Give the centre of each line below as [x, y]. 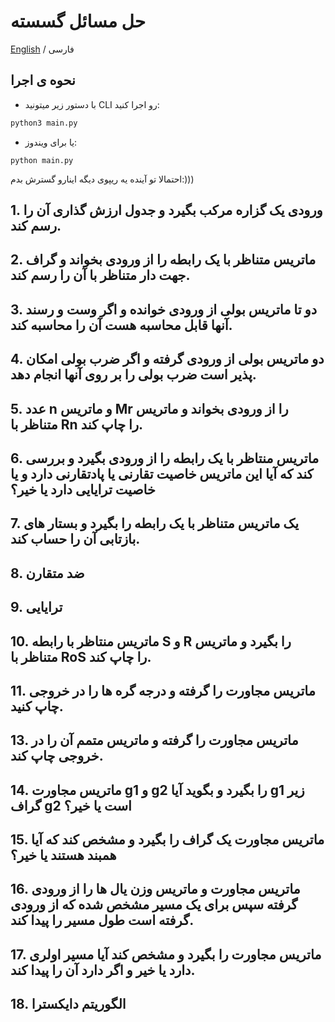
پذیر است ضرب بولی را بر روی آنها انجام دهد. [133, 375]
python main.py [42, 160]
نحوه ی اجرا [43, 80]
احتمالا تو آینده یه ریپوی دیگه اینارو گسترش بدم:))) [102, 179]
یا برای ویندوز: [51, 142]
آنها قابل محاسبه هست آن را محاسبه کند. [121, 325]
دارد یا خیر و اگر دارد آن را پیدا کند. [103, 970]
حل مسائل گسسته [78, 21]
